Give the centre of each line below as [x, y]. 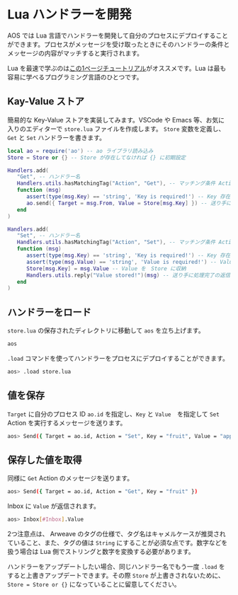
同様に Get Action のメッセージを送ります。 [70, 478]
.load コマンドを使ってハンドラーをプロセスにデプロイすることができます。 [118, 358]
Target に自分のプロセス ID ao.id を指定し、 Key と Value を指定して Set [113, 414]
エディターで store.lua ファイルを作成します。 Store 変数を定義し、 [125, 129]
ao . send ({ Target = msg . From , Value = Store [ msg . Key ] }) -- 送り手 [126, 203]
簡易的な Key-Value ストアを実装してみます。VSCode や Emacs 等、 [107, 120]
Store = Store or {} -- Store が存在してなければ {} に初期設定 [97, 157]
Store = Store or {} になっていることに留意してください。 [94, 584]
